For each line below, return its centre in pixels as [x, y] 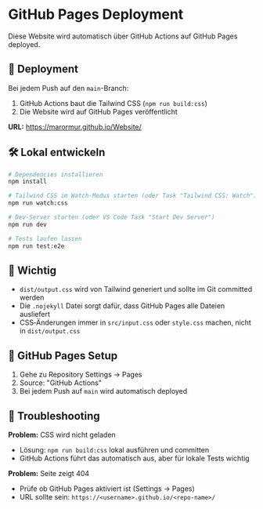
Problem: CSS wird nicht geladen [62, 434]
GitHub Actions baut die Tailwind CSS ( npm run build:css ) [113, 103]
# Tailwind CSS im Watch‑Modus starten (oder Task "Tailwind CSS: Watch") [133, 196]
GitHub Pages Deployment [96, 15]
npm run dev [27, 224]
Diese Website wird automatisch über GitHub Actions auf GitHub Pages [123, 36]
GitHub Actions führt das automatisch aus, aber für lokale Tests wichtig [134, 458]
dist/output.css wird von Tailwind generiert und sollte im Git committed [136, 289]
